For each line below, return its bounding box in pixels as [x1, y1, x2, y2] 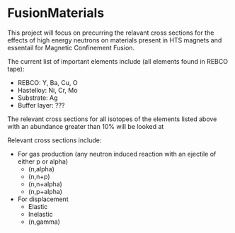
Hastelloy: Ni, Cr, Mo [17, 86, 78, 94]
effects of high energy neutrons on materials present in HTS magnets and [7, 35, 222, 44]
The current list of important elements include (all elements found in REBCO [7, 57, 229, 65]
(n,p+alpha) [28, 187, 62, 195]
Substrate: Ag [17, 93, 58, 102]
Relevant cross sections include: [7, 136, 102, 144]
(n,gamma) [28, 217, 60, 226]
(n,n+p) [28, 172, 51, 181]
